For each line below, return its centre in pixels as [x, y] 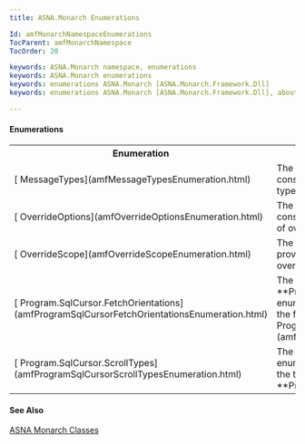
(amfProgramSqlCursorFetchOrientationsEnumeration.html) [141, 314]
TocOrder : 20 [34, 51]
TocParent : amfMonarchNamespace [70, 43]
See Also [26, 410]
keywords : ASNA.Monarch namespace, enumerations [103, 68]
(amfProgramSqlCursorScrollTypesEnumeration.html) [128, 374]
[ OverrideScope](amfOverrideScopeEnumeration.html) [133, 254]
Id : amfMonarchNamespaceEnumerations [81, 34]
